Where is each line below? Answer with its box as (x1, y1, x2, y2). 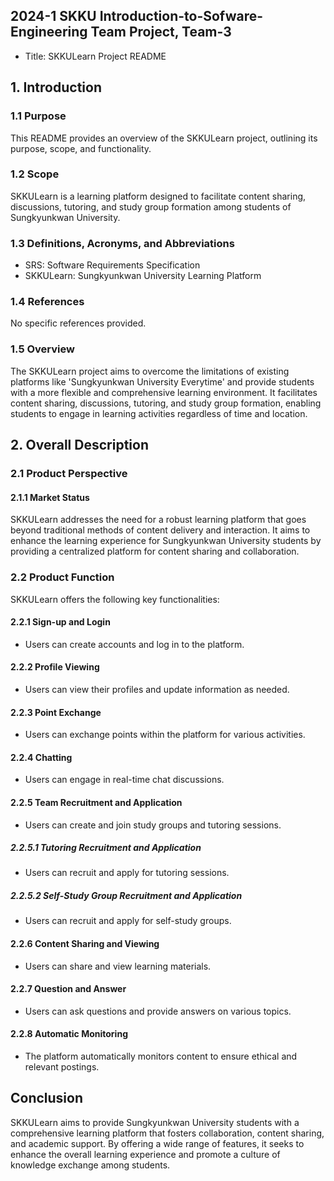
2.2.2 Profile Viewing (10, 661, 100, 673)
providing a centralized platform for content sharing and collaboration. (10, 545, 300, 558)
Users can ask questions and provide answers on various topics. (24, 1005, 292, 1017)
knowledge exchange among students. (10, 1159, 171, 1171)
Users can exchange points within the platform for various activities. (24, 729, 306, 741)
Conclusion (10, 1090, 84, 1107)
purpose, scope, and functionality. (10, 142, 152, 154)
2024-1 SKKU (10, 8, 97, 25)
